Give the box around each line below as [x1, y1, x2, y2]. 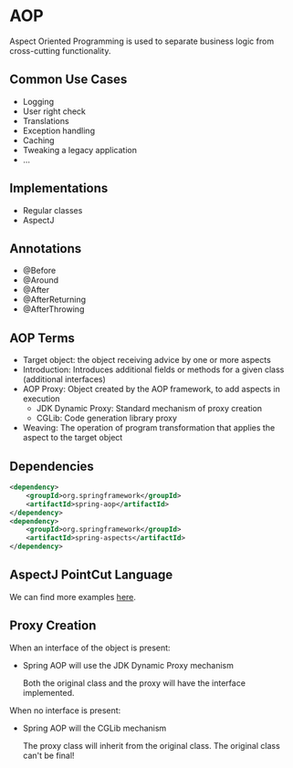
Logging [22, 96, 55, 107]
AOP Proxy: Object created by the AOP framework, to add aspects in [22, 384, 280, 395]
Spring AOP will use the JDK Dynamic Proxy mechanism [22, 659, 235, 670]
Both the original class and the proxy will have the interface [22, 677, 246, 689]
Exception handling [22, 125, 96, 136]
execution [22, 393, 61, 404]
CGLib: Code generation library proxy [36, 412, 178, 424]
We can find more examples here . [9, 591, 137, 602]
